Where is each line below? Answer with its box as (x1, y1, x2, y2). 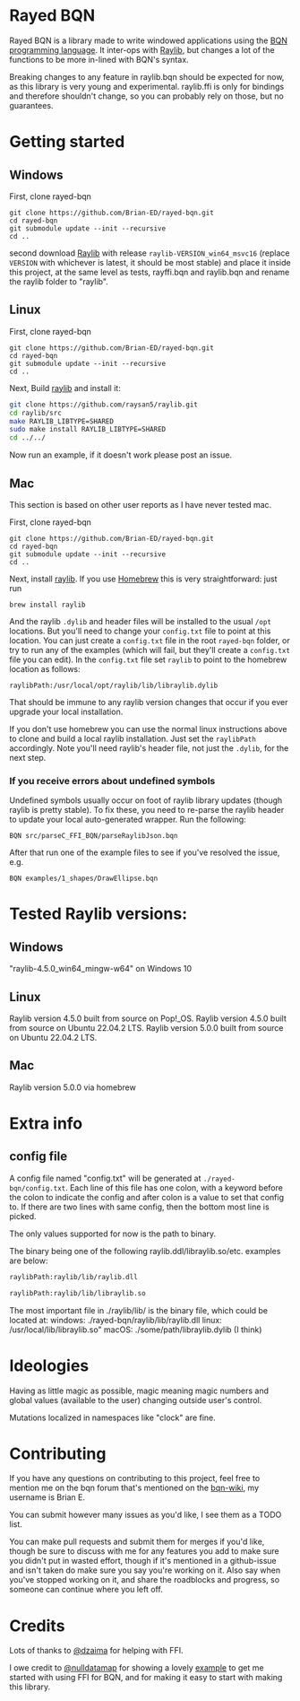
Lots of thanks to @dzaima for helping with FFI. (9, 1645, 184, 1656)
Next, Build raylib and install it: (9, 382, 121, 393)
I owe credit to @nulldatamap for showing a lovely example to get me (9, 1662, 264, 1673)
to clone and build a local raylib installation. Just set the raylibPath (9, 733, 257, 744)
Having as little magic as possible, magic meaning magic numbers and (9, 1385, 269, 1396)
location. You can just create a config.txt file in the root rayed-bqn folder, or (9, 634, 290, 646)
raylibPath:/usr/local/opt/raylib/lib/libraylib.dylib (9, 681, 219, 690)
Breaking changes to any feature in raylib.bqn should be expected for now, (9, 71, 285, 82)
